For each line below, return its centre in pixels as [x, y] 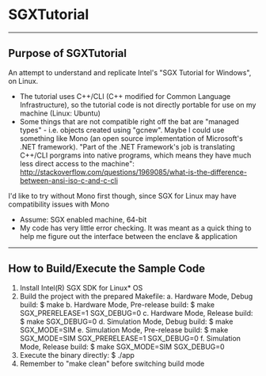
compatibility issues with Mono [59, 204]
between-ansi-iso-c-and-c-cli [69, 180]
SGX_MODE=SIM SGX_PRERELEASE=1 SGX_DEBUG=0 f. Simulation [130, 338]
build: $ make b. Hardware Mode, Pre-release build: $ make [117, 304]
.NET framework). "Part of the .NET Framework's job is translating [127, 146]
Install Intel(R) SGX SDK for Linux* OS [81, 287]
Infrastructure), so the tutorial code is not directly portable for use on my [138, 104]
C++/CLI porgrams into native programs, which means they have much [135, 155]
